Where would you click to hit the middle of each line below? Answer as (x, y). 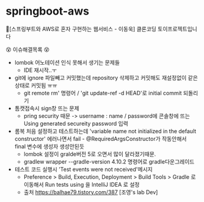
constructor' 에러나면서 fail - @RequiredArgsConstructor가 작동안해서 (100, 139)
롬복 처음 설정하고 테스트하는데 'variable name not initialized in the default (105, 131)
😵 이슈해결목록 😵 (28, 49)
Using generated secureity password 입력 (76, 123)
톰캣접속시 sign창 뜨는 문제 (47, 108)
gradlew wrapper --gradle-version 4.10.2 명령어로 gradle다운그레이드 (109, 161)
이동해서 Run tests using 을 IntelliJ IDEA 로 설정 (82, 184)
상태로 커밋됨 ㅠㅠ (36, 85)
